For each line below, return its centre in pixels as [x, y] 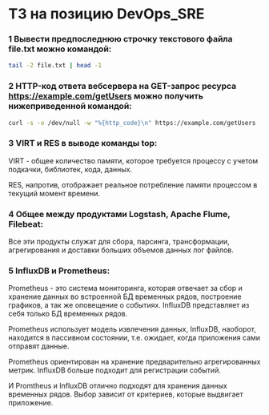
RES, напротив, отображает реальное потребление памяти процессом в [133, 184]
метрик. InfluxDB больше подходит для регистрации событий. [115, 370]
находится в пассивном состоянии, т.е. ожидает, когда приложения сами [134, 338]
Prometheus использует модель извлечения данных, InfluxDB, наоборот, [132, 329]
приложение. [31, 403]
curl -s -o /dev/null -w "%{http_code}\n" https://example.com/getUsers [132, 123]
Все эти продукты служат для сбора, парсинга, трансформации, [119, 242]
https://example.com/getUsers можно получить [106, 96]
